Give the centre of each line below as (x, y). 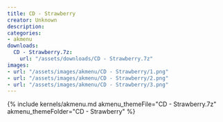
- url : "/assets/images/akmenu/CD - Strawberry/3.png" (88, 85)
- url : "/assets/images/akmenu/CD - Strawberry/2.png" (88, 78)
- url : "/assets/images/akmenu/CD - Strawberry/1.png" (88, 71)
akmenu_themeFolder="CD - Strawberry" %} (71, 112)
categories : (24, 33)
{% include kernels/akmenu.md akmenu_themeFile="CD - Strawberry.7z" (112, 104)
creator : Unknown (32, 20)
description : (26, 26)
